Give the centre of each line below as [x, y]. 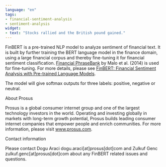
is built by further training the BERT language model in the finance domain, [82, 52]
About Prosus [19, 98]
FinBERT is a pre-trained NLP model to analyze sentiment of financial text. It [83, 47]
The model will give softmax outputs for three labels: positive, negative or [80, 83]
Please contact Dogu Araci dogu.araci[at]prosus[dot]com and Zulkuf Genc [82, 148]
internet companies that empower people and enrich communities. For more [83, 124]
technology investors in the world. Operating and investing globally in [76, 113]
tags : [11, 14]
